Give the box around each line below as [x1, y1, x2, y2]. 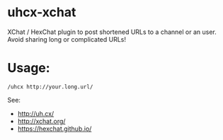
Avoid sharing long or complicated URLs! [7, 35, 126, 43]
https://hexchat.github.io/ [17, 124, 92, 133]
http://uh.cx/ [17, 109, 55, 117]
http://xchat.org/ [17, 117, 66, 125]
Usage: [7, 60, 51, 76]
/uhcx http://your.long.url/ [7, 83, 93, 91]
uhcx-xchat [7, 4, 76, 21]
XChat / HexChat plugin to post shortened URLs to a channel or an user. [7, 28, 217, 36]
